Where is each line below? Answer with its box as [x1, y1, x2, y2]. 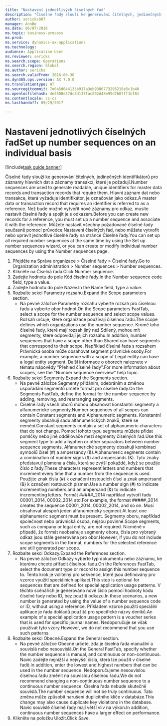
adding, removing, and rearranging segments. [19, 396, 114, 402]
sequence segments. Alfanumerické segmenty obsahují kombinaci [19, 444, 157, 450]
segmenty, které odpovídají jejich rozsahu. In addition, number [19, 332, 147, 338]
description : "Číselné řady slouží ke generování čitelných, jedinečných [5, 12, 162, 17]
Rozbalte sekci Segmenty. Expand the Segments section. [12, 375, 129, 381]
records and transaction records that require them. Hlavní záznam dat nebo [5, 190, 160, 196]
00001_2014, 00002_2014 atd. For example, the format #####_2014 [19, 497, 158, 503]
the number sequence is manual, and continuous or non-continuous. [19, 651, 161, 657]
